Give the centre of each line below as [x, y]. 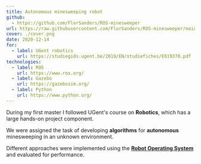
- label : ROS [28, 67]
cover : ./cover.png [31, 34]
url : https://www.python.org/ [55, 95]
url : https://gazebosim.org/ [53, 84]
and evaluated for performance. [45, 154]
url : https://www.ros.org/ [51, 73]
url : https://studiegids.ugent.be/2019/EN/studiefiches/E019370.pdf [104, 56]
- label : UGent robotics [42, 51]
